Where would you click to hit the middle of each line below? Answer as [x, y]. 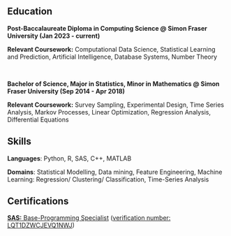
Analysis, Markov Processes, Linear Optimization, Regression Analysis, [109, 112]
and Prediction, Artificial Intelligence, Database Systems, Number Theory [112, 57]
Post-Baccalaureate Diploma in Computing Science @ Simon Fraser [107, 28]
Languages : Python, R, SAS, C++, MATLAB [69, 158]
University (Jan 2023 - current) [54, 36]
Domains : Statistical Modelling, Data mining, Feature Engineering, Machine [115, 172]
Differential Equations [38, 119]
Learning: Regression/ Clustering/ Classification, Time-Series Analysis [108, 179]
